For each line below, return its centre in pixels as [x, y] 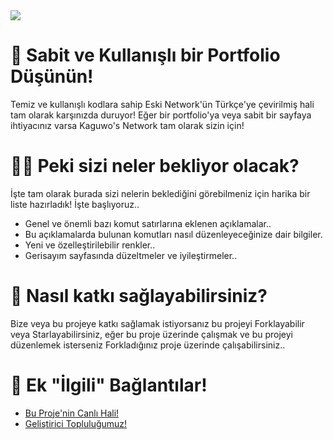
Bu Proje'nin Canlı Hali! [72, 413]
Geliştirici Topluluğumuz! [76, 423]
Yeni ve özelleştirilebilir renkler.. [90, 245]
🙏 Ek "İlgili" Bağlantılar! [109, 385]
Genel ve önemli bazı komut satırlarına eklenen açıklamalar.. [148, 223]
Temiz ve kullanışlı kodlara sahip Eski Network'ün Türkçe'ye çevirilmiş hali [162, 104]
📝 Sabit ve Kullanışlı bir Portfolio [145, 55]
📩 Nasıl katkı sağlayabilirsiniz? [139, 296]
